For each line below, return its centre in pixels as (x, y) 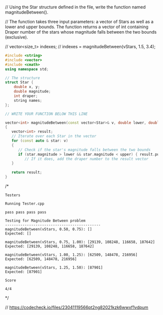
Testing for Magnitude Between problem (45, 221)
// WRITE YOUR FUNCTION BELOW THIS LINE (47, 114)
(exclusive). (16, 37)
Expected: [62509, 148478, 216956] (41, 259)
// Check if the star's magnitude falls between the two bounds (84, 150)
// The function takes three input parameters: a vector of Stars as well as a (79, 22)
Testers (13, 195)
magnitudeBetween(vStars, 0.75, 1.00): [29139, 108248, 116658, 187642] (80, 242)
